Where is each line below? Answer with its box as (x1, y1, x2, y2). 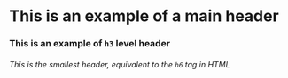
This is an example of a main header (9, 6, 279, 26)
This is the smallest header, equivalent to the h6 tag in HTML (9, 59, 230, 69)
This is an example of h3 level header (9, 38, 171, 50)
